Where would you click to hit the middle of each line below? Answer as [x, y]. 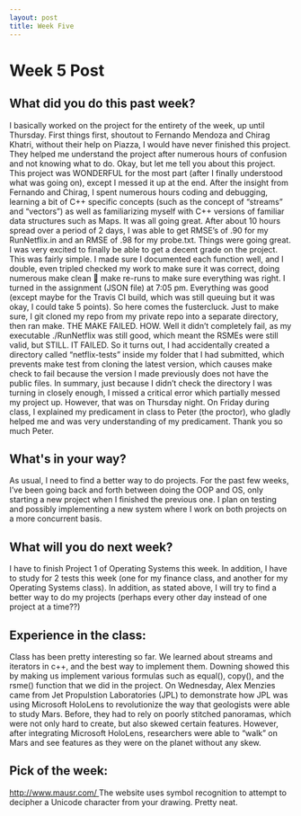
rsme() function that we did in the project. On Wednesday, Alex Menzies [142, 685]
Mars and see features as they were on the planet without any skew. [136, 742]
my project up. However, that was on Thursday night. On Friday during [139, 402]
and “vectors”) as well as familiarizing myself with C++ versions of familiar [147, 211]
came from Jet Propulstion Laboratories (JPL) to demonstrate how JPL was [149, 695]
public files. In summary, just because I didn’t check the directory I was [141, 383]
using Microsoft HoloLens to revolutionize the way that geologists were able [150, 704]
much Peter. [31, 430]
